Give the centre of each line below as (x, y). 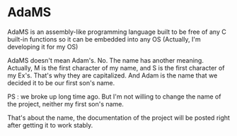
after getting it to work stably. (50, 125)
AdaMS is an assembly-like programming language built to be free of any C (117, 32)
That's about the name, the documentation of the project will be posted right (118, 118)
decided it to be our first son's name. (61, 82)
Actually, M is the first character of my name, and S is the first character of (116, 68)
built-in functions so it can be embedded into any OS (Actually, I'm (104, 39)
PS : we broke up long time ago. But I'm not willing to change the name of (114, 97)
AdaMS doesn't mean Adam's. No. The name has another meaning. (105, 60)
